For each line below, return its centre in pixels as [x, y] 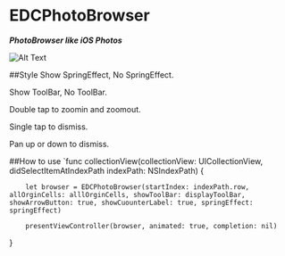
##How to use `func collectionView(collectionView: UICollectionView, [136, 161]
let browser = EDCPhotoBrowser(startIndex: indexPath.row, [138, 187]
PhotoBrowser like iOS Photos [66, 40]
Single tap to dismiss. [49, 127]
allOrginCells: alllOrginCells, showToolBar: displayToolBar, [127, 194]
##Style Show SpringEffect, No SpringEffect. [92, 74]
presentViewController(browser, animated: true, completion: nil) [151, 226]
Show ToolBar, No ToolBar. [58, 92]
